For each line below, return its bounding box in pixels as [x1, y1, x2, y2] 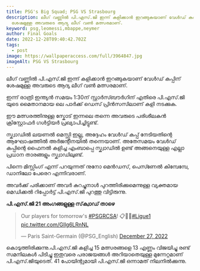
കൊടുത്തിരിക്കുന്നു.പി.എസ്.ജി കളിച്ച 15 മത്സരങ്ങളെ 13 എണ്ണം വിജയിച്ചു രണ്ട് [6, 244, 190, 251]
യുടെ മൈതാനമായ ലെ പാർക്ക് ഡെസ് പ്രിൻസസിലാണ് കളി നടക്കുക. [6, 100, 177, 107]
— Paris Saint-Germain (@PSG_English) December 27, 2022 [20, 232, 168, 239]
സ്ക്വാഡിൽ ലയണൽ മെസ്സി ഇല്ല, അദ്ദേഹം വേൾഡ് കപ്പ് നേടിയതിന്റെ [6, 130, 173, 138]
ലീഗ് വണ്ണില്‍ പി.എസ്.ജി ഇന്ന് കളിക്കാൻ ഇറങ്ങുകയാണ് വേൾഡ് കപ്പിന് [6, 75, 182, 82]
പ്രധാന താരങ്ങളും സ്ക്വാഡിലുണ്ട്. [6, 151, 84, 158]
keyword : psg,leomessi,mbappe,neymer [6, 25, 100, 32]
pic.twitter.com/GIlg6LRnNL [20, 221, 89, 228]
